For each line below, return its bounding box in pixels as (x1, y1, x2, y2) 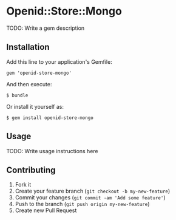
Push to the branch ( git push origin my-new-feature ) (15, 201, 150, 208)
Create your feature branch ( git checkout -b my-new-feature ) (15, 187, 171, 195)
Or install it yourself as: (6, 103, 64, 110)
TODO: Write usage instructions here (6, 147, 98, 154)
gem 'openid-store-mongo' (6, 70, 72, 76)
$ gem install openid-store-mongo (6, 114, 94, 121)
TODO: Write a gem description (6, 24, 85, 32)
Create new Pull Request (15, 207, 77, 214)
